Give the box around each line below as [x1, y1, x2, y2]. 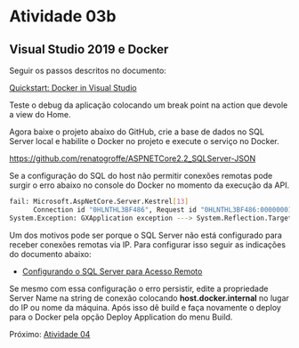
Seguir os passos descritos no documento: [9, 65, 166, 76]
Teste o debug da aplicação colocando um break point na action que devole [9, 100, 288, 110]
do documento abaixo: [9, 248, 92, 259]
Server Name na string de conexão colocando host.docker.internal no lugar [9, 292, 289, 303]
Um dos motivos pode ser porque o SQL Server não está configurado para [9, 230, 282, 240]
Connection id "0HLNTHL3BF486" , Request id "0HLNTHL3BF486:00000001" [32, 205, 296, 214]
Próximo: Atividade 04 [9, 328, 91, 339]
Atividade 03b [9, 6, 117, 27]
